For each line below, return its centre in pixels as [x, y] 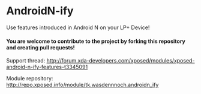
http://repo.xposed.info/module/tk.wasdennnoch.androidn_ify [82, 85]
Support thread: [26, 61]
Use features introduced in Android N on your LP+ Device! [78, 27]
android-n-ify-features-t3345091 [47, 67]
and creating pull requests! [40, 47]
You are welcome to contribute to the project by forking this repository [96, 41]
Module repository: [30, 79]
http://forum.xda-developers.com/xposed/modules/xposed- [121, 61]
